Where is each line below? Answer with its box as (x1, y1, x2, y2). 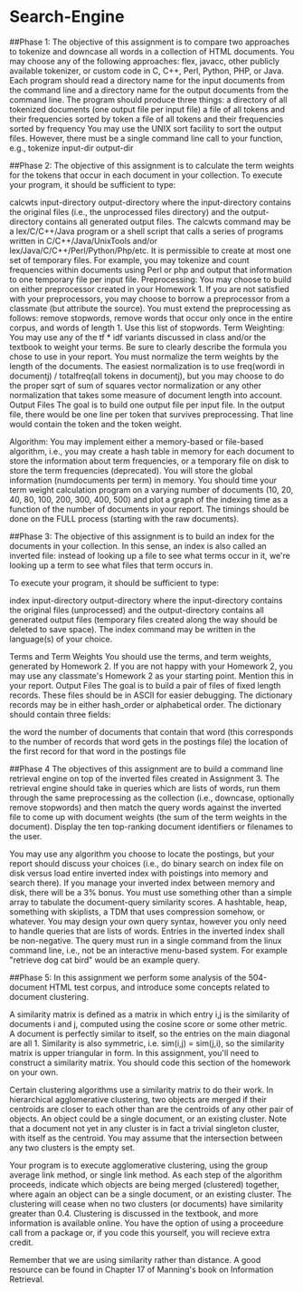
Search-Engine (9, 6, 125, 27)
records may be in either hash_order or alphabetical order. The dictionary (9, 699, 282, 710)
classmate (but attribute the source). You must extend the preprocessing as (9, 302, 291, 314)
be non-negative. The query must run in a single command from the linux (9, 935, 282, 945)
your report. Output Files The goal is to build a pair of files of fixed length (9, 680, 281, 690)
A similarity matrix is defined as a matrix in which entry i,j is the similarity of (9, 1009, 290, 1020)
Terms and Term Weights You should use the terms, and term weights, (9, 651, 272, 661)
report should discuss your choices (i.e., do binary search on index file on (9, 857, 284, 868)
